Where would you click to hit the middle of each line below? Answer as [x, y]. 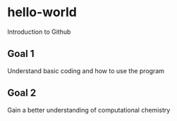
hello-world [42, 12]
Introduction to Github [39, 32]
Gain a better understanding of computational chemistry [89, 110]
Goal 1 [21, 54]
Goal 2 [22, 93]
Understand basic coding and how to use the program [86, 70]
